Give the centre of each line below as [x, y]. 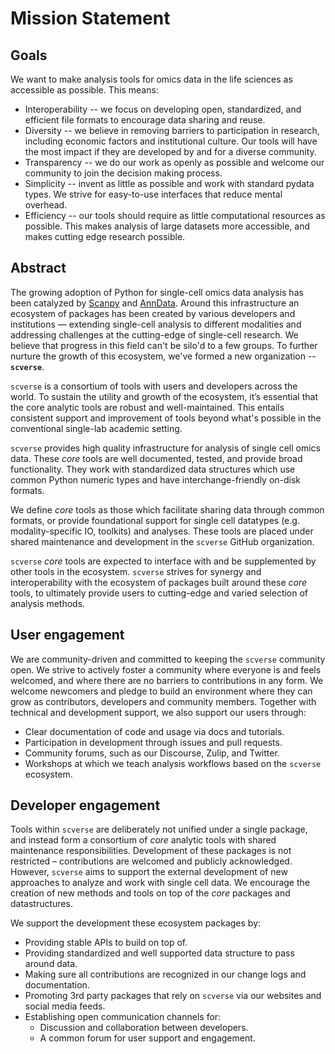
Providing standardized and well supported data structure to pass [159, 953]
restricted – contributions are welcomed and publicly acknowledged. [151, 861]
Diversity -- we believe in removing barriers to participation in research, [172, 130]
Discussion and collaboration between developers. [144, 1028]
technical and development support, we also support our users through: [158, 712]
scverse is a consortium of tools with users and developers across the [154, 386]
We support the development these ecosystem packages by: [136, 923]
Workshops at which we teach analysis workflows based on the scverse [173, 763]
